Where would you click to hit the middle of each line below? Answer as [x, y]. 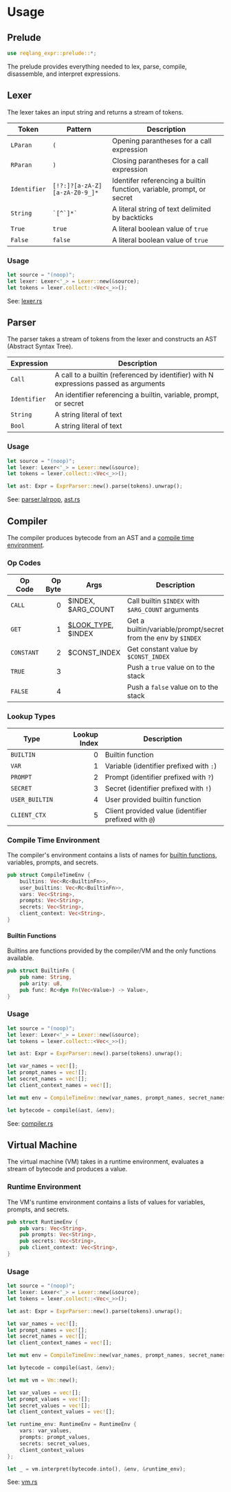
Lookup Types [32, 717]
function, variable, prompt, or [159, 189]
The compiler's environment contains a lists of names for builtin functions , [112, 855]
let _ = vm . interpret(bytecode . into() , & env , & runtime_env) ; [97, 1469]
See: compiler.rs [30, 1123]
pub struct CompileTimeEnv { [49, 875]
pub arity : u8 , [41, 984]
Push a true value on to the [171, 668]
